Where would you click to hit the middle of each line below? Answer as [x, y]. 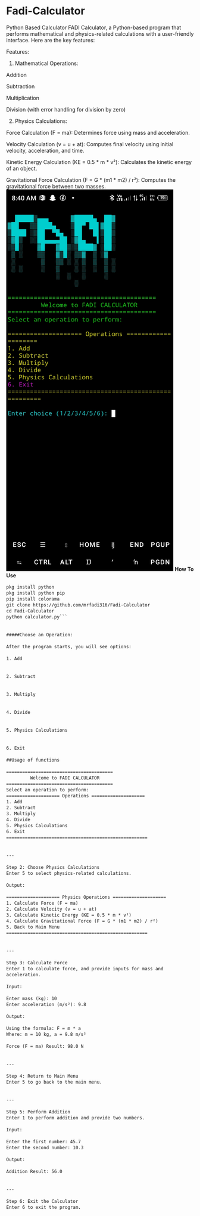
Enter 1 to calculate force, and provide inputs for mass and [85, 969]
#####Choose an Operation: [40, 635]
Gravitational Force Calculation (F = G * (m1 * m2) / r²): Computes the [91, 180]
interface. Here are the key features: [51, 40]
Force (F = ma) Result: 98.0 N [45, 1046]
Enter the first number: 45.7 [44, 1141]
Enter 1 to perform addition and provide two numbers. [76, 1118]
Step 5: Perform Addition [38, 1112]
